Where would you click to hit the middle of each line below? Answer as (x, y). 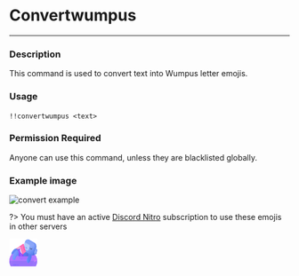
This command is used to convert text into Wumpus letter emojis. (129, 74)
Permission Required (55, 138)
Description (35, 54)
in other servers (38, 226)
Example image (43, 180)
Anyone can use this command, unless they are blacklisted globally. (133, 157)
